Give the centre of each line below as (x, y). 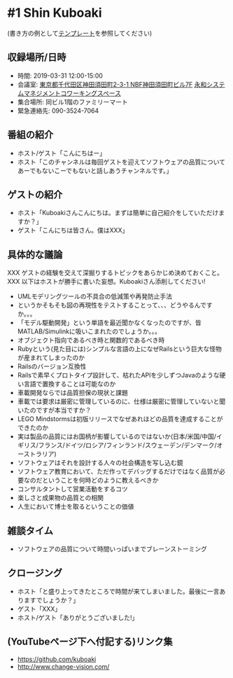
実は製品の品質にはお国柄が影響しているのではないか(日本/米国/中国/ (117, 436)
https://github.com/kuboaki (57, 659)
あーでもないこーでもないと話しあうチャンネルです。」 (95, 170)
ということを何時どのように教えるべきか (100, 480)
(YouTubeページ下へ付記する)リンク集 (90, 642)
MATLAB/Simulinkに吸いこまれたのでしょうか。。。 (89, 331)
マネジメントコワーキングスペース (72, 93)
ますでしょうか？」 (51, 600)
